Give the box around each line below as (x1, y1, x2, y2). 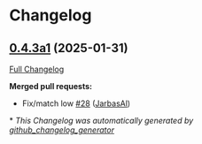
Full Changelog (9, 64, 65, 74)
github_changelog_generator (9, 125, 115, 135)
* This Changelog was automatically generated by (9, 116, 194, 125)
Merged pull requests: (9, 81, 93, 91)
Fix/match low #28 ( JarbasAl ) (21, 98, 131, 109)
